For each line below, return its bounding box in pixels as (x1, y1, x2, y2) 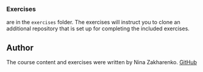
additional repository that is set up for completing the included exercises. (6, 25, 190, 32)
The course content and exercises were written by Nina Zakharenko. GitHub (6, 59, 197, 66)
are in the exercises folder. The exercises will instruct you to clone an (6, 19, 181, 26)
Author (6, 42, 34, 53)
